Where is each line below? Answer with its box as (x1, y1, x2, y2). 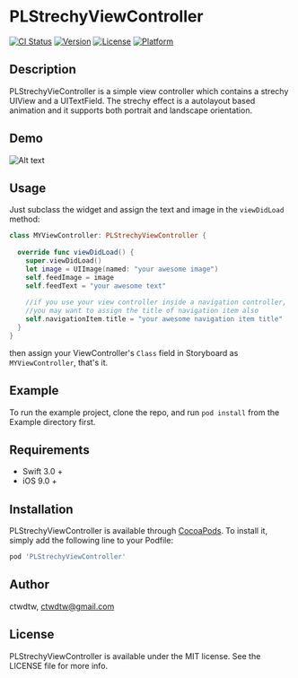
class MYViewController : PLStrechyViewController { (9, 231, 206, 240)
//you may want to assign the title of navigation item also (25, 307, 259, 316)
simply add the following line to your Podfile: (9, 535, 173, 546)
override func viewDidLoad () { (17, 248, 135, 257)
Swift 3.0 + (22, 466, 63, 477)
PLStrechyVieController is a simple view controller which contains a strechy (9, 85, 289, 96)
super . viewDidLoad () (25, 256, 102, 265)
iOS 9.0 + (22, 475, 57, 486)
